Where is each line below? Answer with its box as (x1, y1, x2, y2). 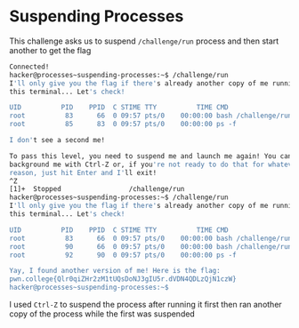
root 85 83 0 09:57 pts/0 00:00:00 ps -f (9, 120, 238, 129)
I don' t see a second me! (9, 136, 105, 145)
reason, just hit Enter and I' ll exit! (9, 168, 158, 177)
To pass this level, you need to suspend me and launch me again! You (9, 151, 277, 161)
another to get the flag (9, 44, 92, 55)
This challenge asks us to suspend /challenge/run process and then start (9, 36, 279, 46)
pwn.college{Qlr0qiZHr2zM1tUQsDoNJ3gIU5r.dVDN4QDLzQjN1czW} (9, 275, 238, 284)
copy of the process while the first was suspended (9, 308, 196, 319)
